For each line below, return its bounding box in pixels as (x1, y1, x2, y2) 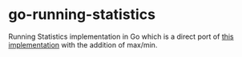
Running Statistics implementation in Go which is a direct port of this (8, 32, 234, 41)
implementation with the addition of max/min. (8, 40, 158, 49)
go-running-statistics (8, 6, 156, 24)
